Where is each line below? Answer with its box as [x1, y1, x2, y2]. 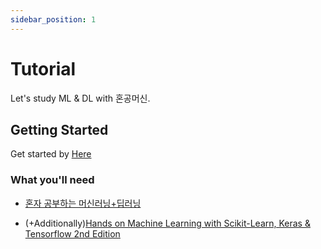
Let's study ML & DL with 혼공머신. [10, 92, 151, 104]
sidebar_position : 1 [10, 14, 97, 25]
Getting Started [10, 121, 109, 138]
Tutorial [10, 57, 77, 80]
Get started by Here [10, 148, 92, 160]
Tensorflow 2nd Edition [24, 227, 121, 240]
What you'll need [10, 173, 95, 187]
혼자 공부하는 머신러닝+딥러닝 [24, 197, 142, 209]
